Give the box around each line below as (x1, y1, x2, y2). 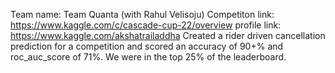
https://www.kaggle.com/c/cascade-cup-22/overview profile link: (10, 19, 282, 31)
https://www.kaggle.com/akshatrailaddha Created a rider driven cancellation (10, 30, 326, 41)
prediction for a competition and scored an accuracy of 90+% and (10, 40, 284, 52)
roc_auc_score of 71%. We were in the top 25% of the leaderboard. (10, 51, 287, 63)
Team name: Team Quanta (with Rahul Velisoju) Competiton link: (10, 9, 275, 20)
